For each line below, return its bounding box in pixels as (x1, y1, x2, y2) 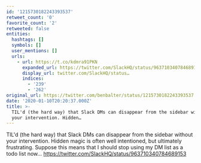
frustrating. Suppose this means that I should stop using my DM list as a (6, 144, 184, 151)
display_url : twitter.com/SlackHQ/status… (22, 70, 130, 76)
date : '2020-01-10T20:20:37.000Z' (6, 98, 93, 104)
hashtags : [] (11, 37, 44, 43)
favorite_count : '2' (6, 20, 58, 26)
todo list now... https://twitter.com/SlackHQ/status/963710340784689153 (6, 150, 187, 158)
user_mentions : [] (11, 48, 58, 54)
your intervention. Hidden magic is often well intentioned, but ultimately (6, 137, 182, 144)
